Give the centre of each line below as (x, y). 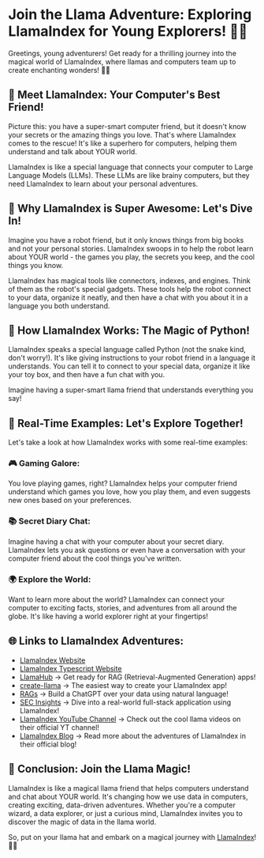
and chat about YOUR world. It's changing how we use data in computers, (128, 796)
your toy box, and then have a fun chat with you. (87, 375)
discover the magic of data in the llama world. (82, 822)
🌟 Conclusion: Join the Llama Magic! (100, 769)
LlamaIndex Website (52, 660)
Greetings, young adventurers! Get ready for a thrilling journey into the (122, 53)
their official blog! (48, 744)
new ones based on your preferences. (70, 501)
